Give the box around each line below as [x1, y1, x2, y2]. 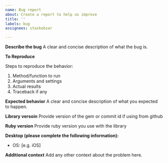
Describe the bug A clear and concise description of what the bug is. [5, 44, 148, 50]
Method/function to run [12, 73, 61, 79]
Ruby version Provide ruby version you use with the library [5, 123, 126, 129]
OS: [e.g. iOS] [12, 143, 41, 149]
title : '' [5, 16, 26, 21]
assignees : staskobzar [5, 26, 52, 31]
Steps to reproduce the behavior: [5, 63, 73, 69]
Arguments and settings [12, 78, 62, 84]
